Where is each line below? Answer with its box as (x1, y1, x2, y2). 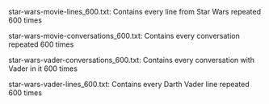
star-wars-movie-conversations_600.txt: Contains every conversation (8, 31, 241, 40)
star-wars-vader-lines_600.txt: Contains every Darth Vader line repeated (8, 80, 250, 89)
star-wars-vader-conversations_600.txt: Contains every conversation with (8, 56, 254, 64)
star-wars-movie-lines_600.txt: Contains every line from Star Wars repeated (8, 7, 261, 16)
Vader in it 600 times (8, 64, 78, 73)
